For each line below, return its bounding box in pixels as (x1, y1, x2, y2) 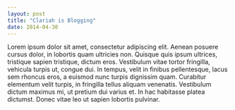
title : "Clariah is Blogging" (7, 17, 97, 24)
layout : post (7, 10, 46, 18)
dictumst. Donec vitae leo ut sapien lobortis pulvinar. (7, 95, 160, 104)
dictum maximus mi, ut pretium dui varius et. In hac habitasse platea (7, 87, 205, 96)
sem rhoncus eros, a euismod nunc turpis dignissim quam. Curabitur (7, 73, 207, 81)
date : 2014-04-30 (7, 23, 59, 30)
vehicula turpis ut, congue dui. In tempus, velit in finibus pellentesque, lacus (7, 65, 228, 74)
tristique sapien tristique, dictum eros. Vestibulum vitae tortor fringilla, (7, 58, 210, 66)
